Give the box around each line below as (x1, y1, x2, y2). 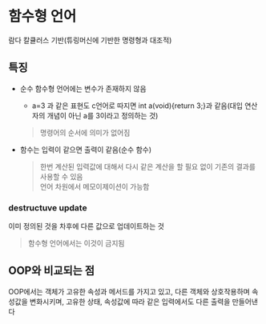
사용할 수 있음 (39, 171, 83, 181)
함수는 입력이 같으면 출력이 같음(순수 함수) (19, 145, 152, 154)
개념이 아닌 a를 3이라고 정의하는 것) (46, 110, 159, 120)
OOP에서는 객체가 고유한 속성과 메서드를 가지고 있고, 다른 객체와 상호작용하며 (8, 286, 250, 296)
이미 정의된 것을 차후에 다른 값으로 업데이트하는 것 (8, 222, 164, 231)
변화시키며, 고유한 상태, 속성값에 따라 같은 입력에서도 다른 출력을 (29, 297, 231, 306)
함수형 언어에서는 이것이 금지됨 (27, 238, 125, 248)
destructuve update (8, 202, 87, 213)
